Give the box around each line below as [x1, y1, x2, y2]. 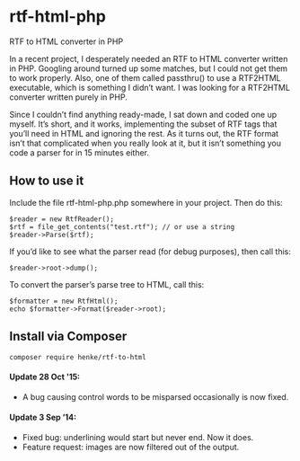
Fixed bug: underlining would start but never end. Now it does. [22, 431, 254, 442]
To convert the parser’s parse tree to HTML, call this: [9, 279, 205, 289]
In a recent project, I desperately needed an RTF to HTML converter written [9, 53, 288, 64]
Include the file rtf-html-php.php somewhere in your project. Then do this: [9, 197, 283, 208]
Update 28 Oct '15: [9, 371, 81, 383]
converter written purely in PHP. [9, 92, 128, 102]
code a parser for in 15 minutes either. [9, 146, 150, 158]
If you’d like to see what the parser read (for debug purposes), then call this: [9, 245, 292, 257]
